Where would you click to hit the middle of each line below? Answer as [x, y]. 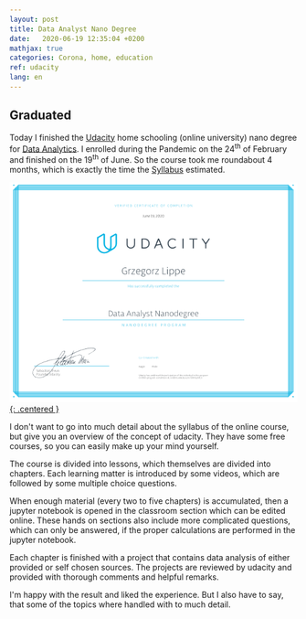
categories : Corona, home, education [81, 58]
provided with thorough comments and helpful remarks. [114, 577]
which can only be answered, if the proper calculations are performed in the [153, 529]
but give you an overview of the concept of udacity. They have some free [148, 436]
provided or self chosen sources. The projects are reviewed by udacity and [151, 567]
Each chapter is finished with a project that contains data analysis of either [150, 557]
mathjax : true [37, 48]
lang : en [26, 78]
